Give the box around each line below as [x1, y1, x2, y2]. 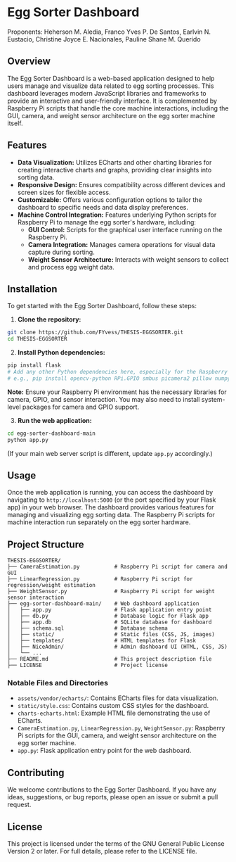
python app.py [7, 436, 49, 443]
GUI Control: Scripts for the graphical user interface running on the [27, 225, 223, 234]
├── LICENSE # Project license [7, 662, 169, 669]
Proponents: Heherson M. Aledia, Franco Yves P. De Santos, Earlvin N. [7, 27, 211, 36]
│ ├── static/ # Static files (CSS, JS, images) [7, 631, 216, 638]
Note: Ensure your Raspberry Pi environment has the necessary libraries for [7, 388, 227, 396]
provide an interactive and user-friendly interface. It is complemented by [7, 96, 218, 105]
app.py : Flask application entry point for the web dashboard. [17, 747, 192, 755]
